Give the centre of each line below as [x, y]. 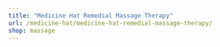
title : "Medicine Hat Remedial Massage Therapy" [91, 16]
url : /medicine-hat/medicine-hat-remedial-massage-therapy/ [111, 23]
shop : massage [32, 30]
